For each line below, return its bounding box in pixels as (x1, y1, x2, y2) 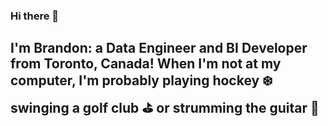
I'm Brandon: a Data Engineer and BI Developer (10, 40, 308, 57)
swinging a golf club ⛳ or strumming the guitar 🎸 (10, 100, 320, 117)
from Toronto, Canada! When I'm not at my (10, 55, 282, 73)
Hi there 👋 (10, 9, 60, 23)
